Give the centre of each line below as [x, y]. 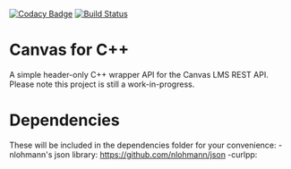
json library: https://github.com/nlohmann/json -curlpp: [156, 154]
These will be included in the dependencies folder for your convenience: [143, 145]
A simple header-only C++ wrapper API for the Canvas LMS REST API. [139, 74]
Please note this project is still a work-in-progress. [102, 84]
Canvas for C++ [69, 50]
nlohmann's [31, 154]
